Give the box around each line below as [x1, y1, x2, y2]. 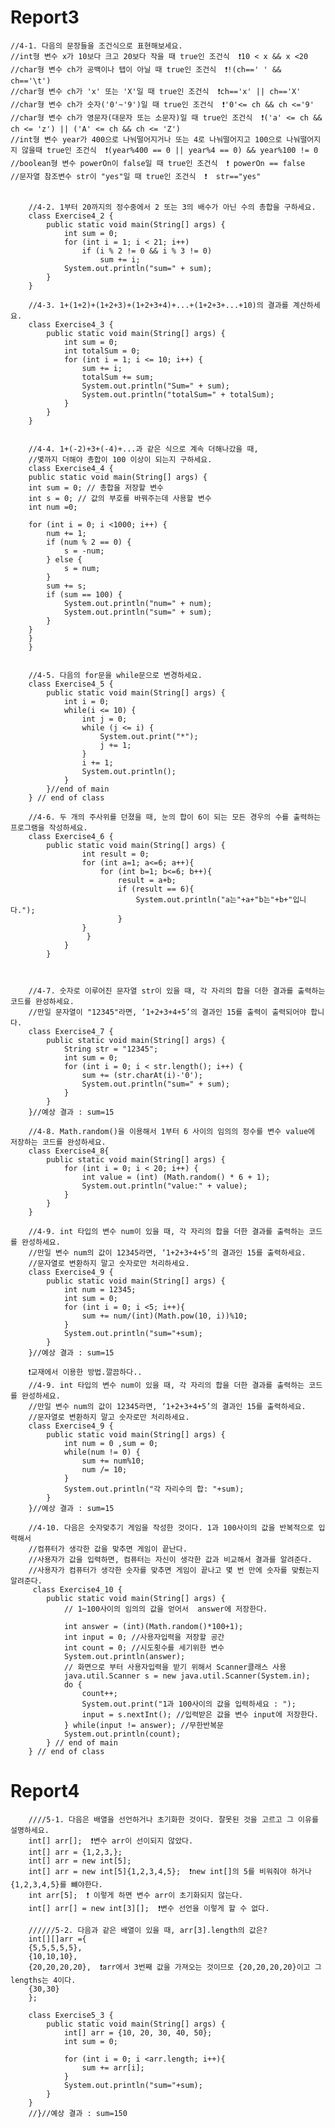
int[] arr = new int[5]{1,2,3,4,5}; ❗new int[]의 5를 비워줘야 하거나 [28, 1866, 312, 1876]
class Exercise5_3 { [28, 2010, 114, 2020]
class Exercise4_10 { [32, 1584, 123, 1595]
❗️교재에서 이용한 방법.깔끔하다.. [28, 1367, 143, 1377]
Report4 [10, 1780, 80, 1803]
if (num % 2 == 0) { [46, 537, 132, 547]
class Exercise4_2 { [28, 211, 114, 221]
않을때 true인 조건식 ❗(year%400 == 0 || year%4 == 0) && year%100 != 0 [21, 145, 319, 155]
